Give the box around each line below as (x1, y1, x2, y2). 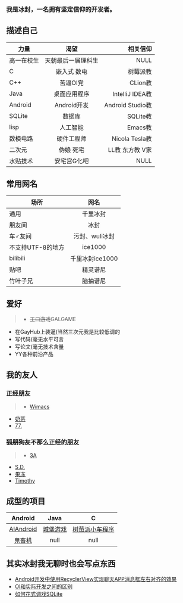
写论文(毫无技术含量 (14, 343, 64, 350)
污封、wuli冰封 (73, 232, 115, 240)
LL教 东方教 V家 (108, 145, 152, 154)
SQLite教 (127, 112, 152, 120)
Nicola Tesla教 (112, 134, 152, 142)
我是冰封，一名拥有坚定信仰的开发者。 (6, 5, 116, 13)
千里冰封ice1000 (70, 254, 118, 263)
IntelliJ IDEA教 (112, 89, 152, 98)
